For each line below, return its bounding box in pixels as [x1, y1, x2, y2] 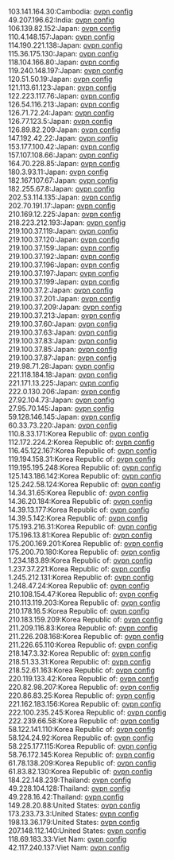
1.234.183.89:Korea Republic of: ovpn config [8, 556, 153, 565]
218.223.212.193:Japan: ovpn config [8, 218, 126, 227]
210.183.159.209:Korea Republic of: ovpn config [8, 615, 164, 624]
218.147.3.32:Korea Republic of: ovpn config [8, 649, 151, 658]
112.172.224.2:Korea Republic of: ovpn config [8, 437, 155, 447]
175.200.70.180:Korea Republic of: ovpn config [8, 548, 160, 556]
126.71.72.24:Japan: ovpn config [8, 108, 114, 118]
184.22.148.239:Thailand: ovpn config [8, 775, 132, 784]
